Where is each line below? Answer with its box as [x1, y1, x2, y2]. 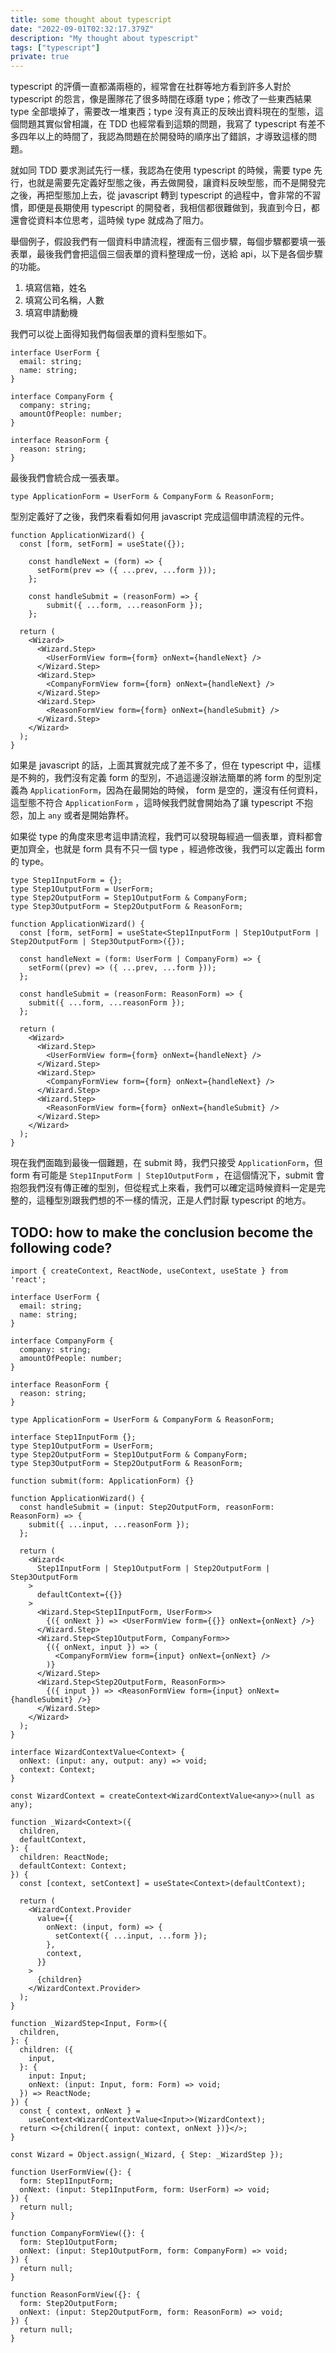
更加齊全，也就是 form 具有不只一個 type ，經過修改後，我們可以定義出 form [10, 843, 325, 855]
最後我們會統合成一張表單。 [10, 472, 125, 484]
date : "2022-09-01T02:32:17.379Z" [10, 24, 155, 34]
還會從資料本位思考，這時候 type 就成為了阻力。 [10, 214, 210, 226]
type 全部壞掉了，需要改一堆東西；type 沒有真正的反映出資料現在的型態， [10, 106, 315, 118]
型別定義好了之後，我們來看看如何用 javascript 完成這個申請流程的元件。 [10, 511, 310, 523]
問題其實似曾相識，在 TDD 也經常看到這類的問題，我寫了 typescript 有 [18, 118, 308, 130]
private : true [10, 52, 70, 62]
